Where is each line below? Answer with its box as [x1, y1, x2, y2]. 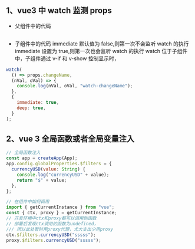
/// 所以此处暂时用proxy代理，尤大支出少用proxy [6, 226, 114, 232]
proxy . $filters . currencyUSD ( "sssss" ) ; [6, 237, 101, 243]
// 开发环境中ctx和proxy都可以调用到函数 [6, 215, 97, 221]
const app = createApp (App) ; [6, 155, 78, 161]
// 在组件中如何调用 [6, 199, 49, 205]
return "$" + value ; [16, 177, 67, 183]
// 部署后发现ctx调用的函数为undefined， [6, 221, 99, 227]
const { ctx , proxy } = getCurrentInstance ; [6, 210, 117, 216]
